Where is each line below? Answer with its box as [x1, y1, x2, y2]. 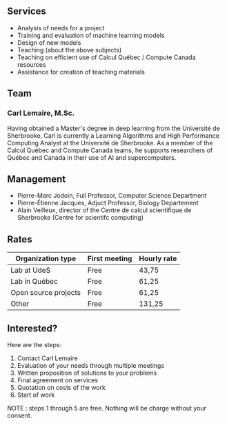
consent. [7, 411, 32, 419]
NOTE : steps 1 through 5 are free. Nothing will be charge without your [7, 404, 207, 412]
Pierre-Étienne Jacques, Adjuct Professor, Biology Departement [17, 199, 199, 207]
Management [7, 173, 66, 185]
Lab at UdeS [10, 265, 50, 275]
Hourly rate [139, 254, 177, 264]
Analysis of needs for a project [17, 23, 105, 32]
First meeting [87, 254, 132, 264]
